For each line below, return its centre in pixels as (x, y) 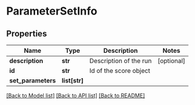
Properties (27, 34)
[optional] (171, 61)
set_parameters (33, 80)
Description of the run (121, 61)
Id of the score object (120, 71)
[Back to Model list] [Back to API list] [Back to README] (76, 96)
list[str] (72, 80)
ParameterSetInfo (52, 11)
